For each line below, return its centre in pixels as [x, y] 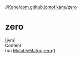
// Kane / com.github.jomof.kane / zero [41, 7]
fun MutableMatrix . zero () [30, 50]
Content [13, 45]
